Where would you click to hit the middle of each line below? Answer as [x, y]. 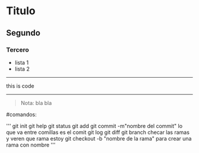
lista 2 [22, 69]
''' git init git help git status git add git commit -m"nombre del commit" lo [94, 126]
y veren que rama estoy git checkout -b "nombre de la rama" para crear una [99, 138]
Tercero [18, 50]
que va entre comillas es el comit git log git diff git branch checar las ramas [98, 132]
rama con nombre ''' [31, 145]
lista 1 [22, 62]
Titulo [21, 11]
